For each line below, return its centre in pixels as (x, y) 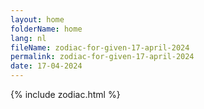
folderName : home (46, 29)
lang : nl (28, 38)
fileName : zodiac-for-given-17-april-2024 (100, 47)
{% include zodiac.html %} (65, 94)
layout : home (37, 19)
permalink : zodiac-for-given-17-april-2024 (102, 57)
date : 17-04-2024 (46, 66)
